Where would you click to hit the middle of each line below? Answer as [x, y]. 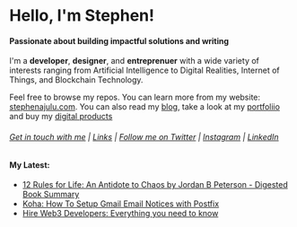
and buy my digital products [61, 117]
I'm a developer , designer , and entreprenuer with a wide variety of [135, 61]
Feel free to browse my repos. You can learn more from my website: [135, 97]
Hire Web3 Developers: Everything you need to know [120, 214]
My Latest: [30, 165]
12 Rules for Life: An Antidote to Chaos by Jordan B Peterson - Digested [155, 185]
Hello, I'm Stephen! [82, 16]
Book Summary [51, 195]
